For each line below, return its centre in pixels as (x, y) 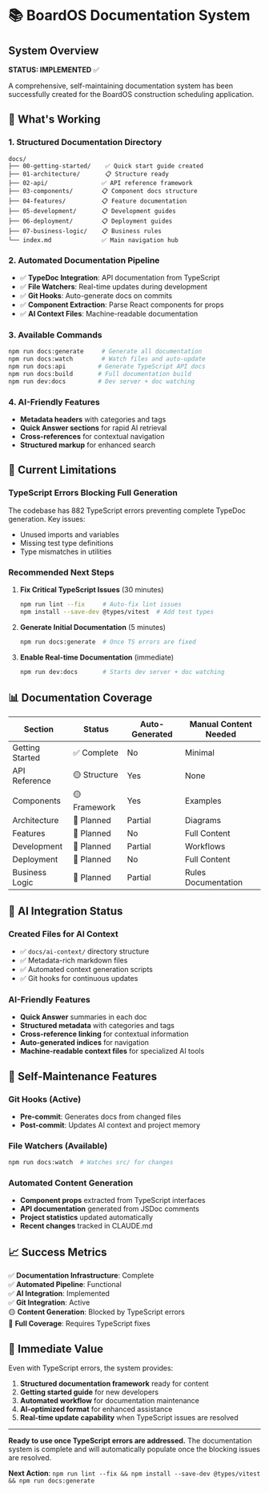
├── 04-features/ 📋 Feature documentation (98, 201)
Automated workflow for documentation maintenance (110, 1401)
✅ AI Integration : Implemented (59, 1293)
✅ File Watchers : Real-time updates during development (114, 286)
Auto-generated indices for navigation (84, 1043)
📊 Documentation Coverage (80, 698)
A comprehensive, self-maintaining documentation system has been (121, 86)
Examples (203, 801)
